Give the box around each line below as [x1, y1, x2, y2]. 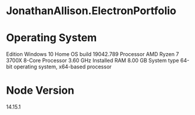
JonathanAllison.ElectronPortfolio [6, 4, 177, 18]
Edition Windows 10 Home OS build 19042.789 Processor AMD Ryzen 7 [6, 51, 179, 58]
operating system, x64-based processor [14, 63, 112, 70]
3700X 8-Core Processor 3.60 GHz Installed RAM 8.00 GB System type [6, 57, 180, 64]
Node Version [6, 84, 75, 97]
